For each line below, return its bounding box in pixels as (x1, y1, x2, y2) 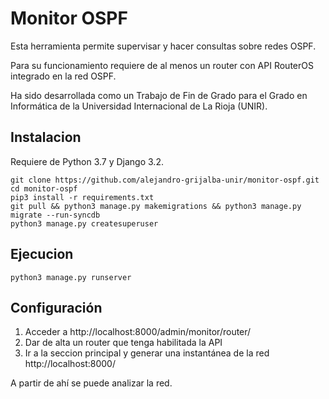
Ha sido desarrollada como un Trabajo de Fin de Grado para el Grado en (10, 89, 308, 101)
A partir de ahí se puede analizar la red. (10, 377, 173, 389)
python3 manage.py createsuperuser (10, 218, 159, 229)
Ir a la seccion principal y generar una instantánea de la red (24, 347, 270, 359)
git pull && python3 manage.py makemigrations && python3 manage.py (10, 201, 302, 211)
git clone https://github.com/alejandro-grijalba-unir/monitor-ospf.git (10, 175, 320, 185)
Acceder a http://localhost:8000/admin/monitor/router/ (24, 326, 252, 338)
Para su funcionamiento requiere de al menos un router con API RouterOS (10, 59, 314, 71)
